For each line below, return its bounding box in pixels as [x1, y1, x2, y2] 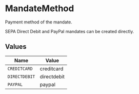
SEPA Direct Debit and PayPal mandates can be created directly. [5, 28, 134, 34]
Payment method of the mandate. [5, 19, 72, 25]
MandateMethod [5, 3, 74, 14]
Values [5, 42, 27, 51]
